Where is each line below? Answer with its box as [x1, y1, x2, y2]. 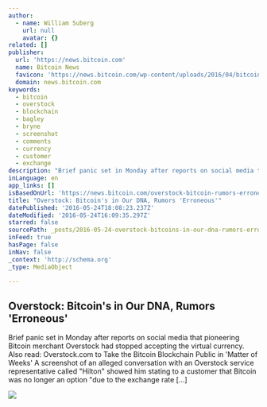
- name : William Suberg [15, 19, 94, 27]
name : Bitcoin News [15, 64, 80, 72]
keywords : [8, 85, 41, 94]
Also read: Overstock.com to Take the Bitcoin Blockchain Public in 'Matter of [8, 350, 258, 359]
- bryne [15, 122, 41, 130]
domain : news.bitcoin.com [15, 78, 102, 86]
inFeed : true [8, 234, 52, 242]
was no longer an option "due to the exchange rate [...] [8, 375, 188, 385]
